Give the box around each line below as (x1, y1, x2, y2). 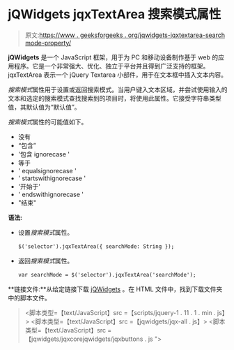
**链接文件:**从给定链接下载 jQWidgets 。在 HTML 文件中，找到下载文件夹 (8, 284, 223, 293)
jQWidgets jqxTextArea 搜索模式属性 (8, 6, 221, 22)
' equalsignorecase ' (17, 166, 77, 175)
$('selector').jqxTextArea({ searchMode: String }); (17, 242, 175, 250)
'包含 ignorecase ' (17, 150, 70, 158)
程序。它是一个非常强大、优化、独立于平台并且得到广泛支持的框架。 (13, 61, 210, 70)
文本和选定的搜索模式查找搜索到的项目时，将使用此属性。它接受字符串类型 (8, 94, 221, 102)
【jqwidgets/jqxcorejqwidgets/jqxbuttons (24, 335, 143, 343)
